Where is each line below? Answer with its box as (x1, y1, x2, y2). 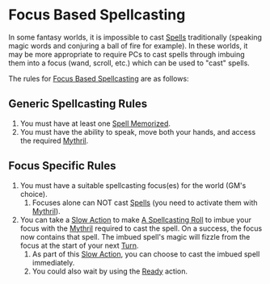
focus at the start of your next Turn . (19, 240, 139, 250)
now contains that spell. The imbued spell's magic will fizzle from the (19, 232, 251, 241)
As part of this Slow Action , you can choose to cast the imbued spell (32, 248, 260, 259)
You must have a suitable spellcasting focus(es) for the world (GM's (19, 180, 247, 190)
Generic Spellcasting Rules (8, 97, 148, 111)
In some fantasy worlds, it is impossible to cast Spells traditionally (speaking (8, 32, 263, 42)
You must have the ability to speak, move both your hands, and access (19, 127, 256, 136)
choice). (19, 189, 49, 198)
